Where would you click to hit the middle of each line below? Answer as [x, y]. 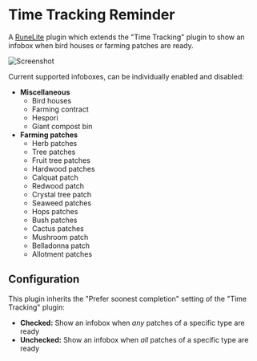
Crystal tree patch [62, 194]
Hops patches [55, 211]
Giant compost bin [62, 126]
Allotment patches [62, 254]
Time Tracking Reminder [92, 15]
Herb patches [54, 143]
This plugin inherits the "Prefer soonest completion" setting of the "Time [128, 298]
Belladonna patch [61, 245]
